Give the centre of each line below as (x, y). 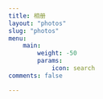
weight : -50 (58, 53)
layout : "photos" (37, 23)
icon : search (73, 68)
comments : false (35, 76)
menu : (17, 38)
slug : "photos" (34, 31)
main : (32, 46)
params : (50, 61)
